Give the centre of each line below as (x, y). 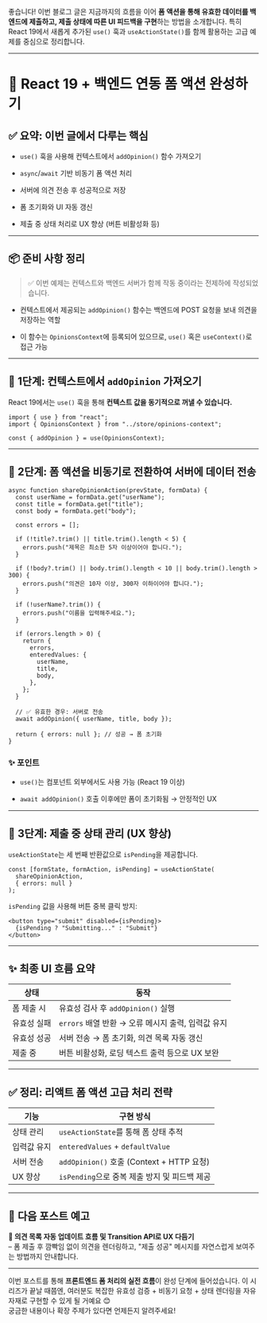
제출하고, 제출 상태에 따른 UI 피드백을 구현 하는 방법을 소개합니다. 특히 (135, 21)
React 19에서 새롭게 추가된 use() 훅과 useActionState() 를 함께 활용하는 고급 (128, 31)
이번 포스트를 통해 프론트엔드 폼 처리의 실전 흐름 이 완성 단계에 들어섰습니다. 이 (128, 1280)
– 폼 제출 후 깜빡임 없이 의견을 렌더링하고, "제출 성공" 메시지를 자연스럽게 (121, 1246)
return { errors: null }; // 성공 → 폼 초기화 (89, 735)
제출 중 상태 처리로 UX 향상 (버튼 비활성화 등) (90, 224)
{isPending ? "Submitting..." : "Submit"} (87, 928)
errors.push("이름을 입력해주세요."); (79, 613)
